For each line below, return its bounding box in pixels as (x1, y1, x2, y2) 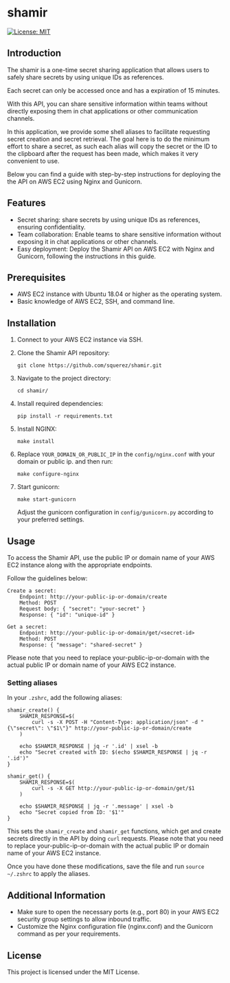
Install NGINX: (16, 425, 57, 433)
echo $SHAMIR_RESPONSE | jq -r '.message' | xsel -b (19, 803, 174, 810)
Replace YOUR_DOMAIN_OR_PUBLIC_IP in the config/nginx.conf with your (16, 450, 215, 458)
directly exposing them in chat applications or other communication (7, 106, 198, 115)
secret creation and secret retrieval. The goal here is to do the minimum (7, 135, 210, 143)
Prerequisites (7, 271, 66, 283)
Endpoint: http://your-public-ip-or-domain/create (19, 594, 168, 600)
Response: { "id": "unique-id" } (19, 611, 115, 618)
